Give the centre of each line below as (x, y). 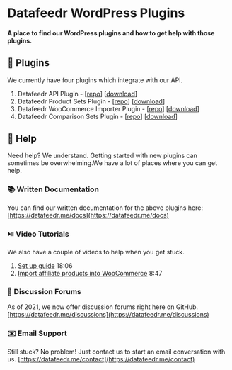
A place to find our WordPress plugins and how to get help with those (111, 33)
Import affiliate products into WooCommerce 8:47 (90, 273)
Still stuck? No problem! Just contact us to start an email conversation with (116, 352)
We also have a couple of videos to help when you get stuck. (96, 252)
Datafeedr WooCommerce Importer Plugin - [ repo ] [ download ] (108, 108)
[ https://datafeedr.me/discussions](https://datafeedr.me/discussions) (109, 315)
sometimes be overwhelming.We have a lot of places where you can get (112, 163)
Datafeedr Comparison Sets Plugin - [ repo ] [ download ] (98, 116)
